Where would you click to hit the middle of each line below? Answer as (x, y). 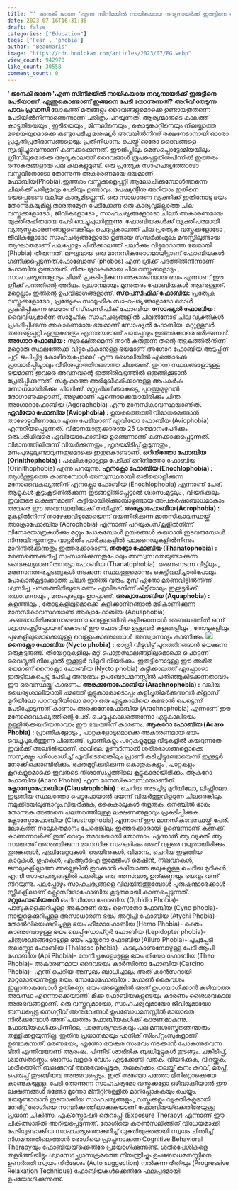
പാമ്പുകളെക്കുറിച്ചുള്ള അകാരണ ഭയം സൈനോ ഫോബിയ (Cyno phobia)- (113, 907)
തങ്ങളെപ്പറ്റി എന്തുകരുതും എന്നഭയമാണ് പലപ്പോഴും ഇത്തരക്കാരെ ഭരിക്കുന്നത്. (119, 332)
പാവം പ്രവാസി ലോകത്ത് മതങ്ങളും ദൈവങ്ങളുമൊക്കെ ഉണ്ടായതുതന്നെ (109, 109)
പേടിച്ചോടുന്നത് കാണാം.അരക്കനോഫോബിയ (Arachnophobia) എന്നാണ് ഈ (119, 708)
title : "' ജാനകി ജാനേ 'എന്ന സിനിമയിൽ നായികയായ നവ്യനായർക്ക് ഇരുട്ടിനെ (117, 14)
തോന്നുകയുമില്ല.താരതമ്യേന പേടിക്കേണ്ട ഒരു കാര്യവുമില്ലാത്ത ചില (100, 205)
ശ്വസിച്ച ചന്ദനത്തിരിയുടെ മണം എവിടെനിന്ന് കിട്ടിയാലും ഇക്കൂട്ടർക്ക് (102, 588)
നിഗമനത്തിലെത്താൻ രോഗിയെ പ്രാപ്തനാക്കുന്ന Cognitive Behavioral (105, 1139)
